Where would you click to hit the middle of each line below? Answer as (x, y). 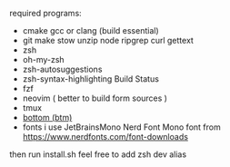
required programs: (45, 13)
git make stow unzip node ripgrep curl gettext (108, 40)
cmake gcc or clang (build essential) (90, 30)
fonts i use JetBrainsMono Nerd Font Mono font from (121, 127)
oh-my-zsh (44, 59)
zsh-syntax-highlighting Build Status (90, 79)
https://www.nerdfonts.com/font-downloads (105, 137)
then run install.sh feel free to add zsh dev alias (98, 154)
